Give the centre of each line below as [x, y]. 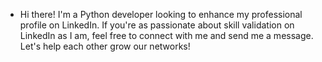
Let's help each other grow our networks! [105, 46]
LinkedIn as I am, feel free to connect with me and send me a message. [166, 35]
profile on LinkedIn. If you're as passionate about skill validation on [157, 25]
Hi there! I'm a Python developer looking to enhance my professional [161, 14]
